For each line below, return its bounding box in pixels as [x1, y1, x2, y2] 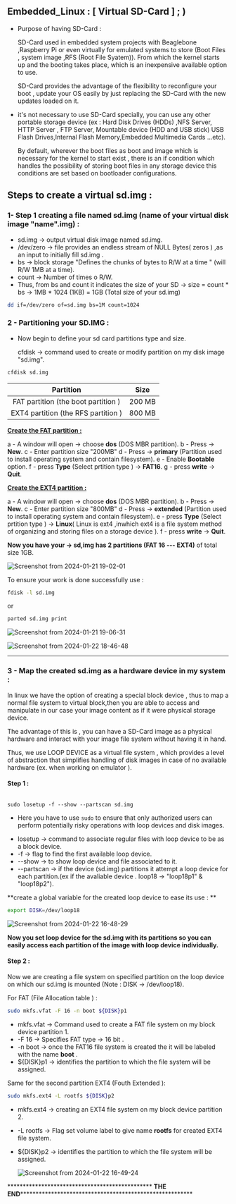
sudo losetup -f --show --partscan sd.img [7, 801, 133, 808]
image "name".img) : [7, 219, 80, 229]
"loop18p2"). [17, 879, 54, 887]
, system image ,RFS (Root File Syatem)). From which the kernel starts [17, 53, 220, 61]
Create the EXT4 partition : [7, 483, 87, 492]
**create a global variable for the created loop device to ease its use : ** [7, 893, 216, 902]
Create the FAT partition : [7, 426, 82, 434]
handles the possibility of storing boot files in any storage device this [17, 161, 217, 170]
